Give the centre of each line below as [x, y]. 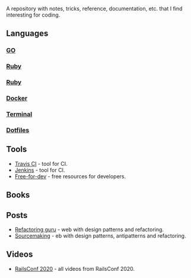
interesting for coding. [33, 15]
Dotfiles [18, 130]
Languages [27, 34]
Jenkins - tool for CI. [40, 170]
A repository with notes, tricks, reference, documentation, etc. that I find [94, 9]
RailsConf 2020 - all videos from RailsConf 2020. [75, 268]
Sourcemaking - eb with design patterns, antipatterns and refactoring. [100, 236]
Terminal [19, 114]
